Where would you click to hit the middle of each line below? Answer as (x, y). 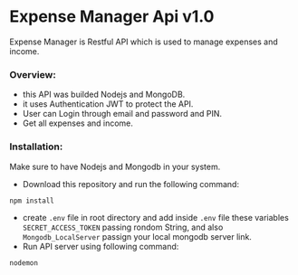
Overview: (33, 74)
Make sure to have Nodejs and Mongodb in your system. (115, 166)
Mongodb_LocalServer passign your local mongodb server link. (137, 236)
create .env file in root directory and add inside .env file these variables (156, 217)
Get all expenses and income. (78, 123)
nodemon (24, 263)
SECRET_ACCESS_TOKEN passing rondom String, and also (123, 227)
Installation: (36, 147)
